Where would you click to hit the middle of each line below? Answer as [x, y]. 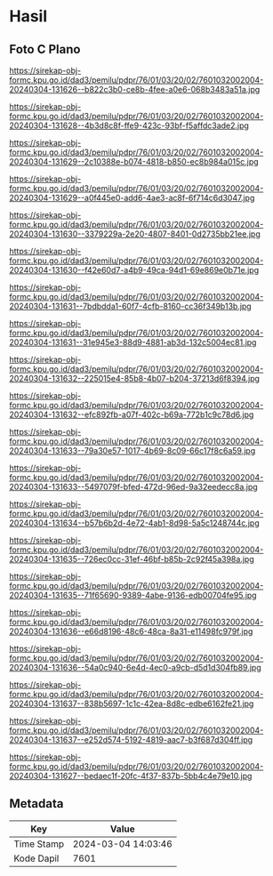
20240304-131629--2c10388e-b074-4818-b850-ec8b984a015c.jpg [134, 161]
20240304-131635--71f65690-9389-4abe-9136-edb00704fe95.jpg [133, 595]
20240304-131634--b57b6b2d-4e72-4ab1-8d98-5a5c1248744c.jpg [134, 523]
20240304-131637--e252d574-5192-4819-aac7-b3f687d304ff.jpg [131, 739]
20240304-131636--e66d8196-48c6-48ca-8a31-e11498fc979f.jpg [131, 631]
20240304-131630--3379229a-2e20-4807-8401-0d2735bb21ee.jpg [135, 234]
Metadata [36, 804]
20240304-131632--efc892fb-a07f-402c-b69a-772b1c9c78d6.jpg [132, 414]
